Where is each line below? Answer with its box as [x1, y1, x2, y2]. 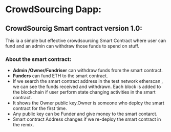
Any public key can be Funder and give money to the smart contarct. [12, 111, 158, 117]
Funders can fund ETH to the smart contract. [12, 73, 109, 79]
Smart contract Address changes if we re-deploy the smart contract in [12, 116, 161, 122]
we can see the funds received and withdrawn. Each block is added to [12, 83, 161, 90]
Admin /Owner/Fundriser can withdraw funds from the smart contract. [12, 68, 163, 74]
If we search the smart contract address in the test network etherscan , [12, 78, 163, 84]
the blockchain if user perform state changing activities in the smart [12, 89, 156, 95]
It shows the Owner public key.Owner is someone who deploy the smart [12, 100, 165, 106]
